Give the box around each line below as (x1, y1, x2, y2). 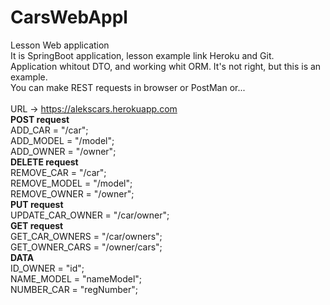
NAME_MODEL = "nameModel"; (10, 272, 143, 285)
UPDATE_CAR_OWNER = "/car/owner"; (10, 209, 170, 221)
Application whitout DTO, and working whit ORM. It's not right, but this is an (10, 60, 322, 72)
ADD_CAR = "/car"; (10, 124, 89, 136)
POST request (10, 113, 70, 125)
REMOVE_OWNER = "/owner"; (10, 187, 135, 200)
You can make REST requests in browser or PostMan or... (10, 81, 246, 93)
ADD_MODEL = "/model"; (10, 134, 115, 146)
